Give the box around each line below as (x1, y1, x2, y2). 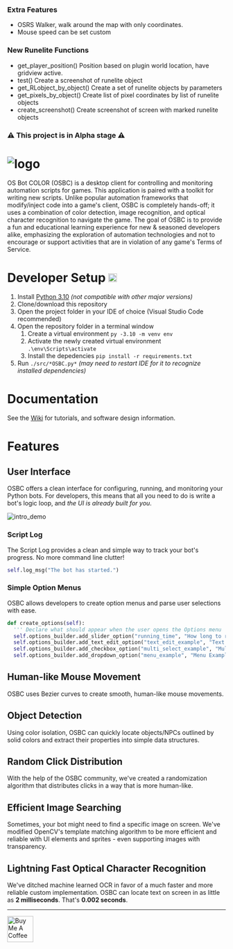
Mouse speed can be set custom (17, 28, 112, 36)
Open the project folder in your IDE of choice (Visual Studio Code (17, 307, 204, 316)
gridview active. (17, 68, 64, 77)
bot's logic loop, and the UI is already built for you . (7, 499, 153, 508)
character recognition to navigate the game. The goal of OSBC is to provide (7, 216, 223, 224)
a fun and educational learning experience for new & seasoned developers (7, 223, 221, 232)
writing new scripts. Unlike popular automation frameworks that (7, 193, 189, 202)
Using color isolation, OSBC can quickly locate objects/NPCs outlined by (7, 728, 214, 736)
